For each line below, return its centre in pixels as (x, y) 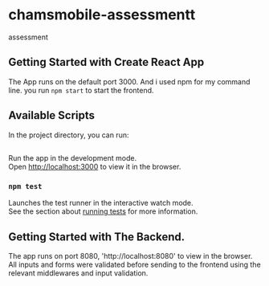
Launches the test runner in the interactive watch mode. (101, 203)
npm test (25, 186)
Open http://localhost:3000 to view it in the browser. (95, 166)
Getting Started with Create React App (106, 62)
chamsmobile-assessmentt (102, 15)
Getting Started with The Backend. (97, 237)
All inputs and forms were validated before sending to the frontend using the (134, 265)
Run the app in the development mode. (73, 157)
